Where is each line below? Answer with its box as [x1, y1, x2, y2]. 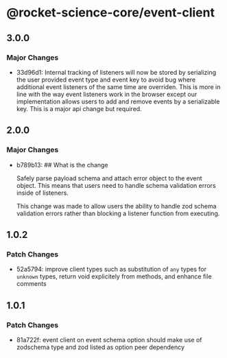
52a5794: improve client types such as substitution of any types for [16, 265, 207, 274]
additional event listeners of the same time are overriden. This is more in [16, 82, 221, 91]
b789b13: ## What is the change [16, 160, 108, 169]
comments [16, 280, 47, 288]
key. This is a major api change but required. [16, 104, 142, 112]
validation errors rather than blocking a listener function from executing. [16, 209, 220, 217]
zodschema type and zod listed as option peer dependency [16, 343, 185, 351]
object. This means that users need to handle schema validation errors [16, 181, 217, 189]
